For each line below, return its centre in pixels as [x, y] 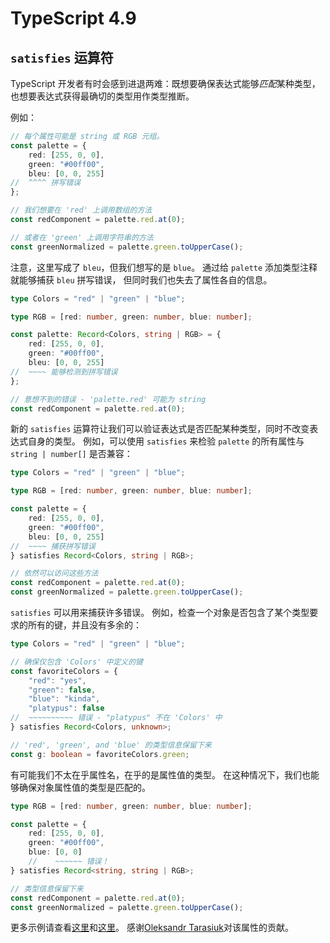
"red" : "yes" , [57, 680]
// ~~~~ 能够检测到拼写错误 [64, 372]
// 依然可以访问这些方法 [54, 573]
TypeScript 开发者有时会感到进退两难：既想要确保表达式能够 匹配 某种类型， [165, 83]
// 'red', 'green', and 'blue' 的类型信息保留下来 [111, 745]
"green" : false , [62, 690]
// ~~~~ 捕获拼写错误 [53, 546]
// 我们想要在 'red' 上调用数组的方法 [81, 210]
